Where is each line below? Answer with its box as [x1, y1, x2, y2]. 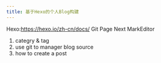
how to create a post [15, 49, 67, 57]
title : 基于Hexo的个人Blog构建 [6, 8, 79, 15]
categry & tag [15, 37, 50, 44]
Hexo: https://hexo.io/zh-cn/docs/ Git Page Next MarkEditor [6, 25, 155, 32]
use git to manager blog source [15, 43, 94, 50]
